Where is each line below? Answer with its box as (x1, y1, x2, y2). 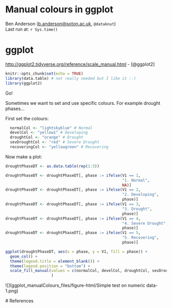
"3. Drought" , (122, 206, 153, 211)
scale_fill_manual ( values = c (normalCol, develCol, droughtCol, (10, 268, 150, 274)
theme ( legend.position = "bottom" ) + (10, 263, 91, 268)
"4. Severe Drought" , (122, 221, 168, 226)
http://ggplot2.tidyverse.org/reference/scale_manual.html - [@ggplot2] (5, 61, 155, 67)
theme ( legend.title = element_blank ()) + (10, 259, 100, 264)
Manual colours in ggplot (5, 4, 114, 15)
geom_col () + (10, 253, 38, 259)
